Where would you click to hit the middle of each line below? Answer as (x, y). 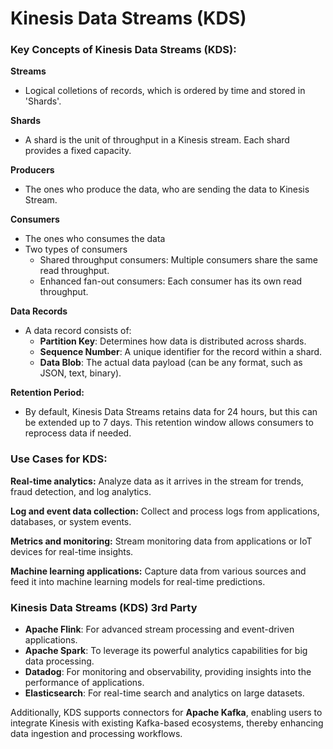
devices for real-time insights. (72, 551)
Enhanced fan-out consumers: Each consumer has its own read (171, 281)
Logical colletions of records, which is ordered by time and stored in (165, 91)
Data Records (39, 311)
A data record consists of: (78, 331)
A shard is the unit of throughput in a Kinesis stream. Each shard (157, 140)
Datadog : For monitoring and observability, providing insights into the (168, 672)
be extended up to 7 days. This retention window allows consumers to (169, 423)
